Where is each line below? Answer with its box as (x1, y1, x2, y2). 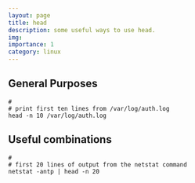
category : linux (8, 48, 61, 56)
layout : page (8, 11, 51, 20)
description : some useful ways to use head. (8, 26, 156, 34)
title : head (8, 19, 47, 27)
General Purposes (8, 77, 98, 90)
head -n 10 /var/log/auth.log (8, 112, 107, 119)
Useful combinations (8, 133, 112, 146)
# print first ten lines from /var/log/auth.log (8, 104, 170, 112)
